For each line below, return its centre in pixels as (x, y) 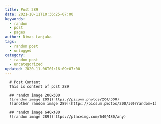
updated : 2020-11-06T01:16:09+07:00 (42, 69)
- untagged (21, 50)
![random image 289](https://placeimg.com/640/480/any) (68, 117)
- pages (17, 32)
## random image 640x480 (35, 112)
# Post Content (25, 82)
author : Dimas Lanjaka (28, 37)
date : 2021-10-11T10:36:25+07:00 (39, 14)
